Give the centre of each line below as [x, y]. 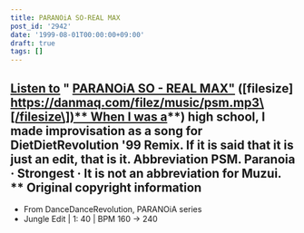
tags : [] [27, 52]
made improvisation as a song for [107, 131]
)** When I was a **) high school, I [167, 116]
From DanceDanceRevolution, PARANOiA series [113, 209]
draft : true [33, 43]
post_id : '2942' [41, 26]
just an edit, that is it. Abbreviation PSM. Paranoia [153, 159]
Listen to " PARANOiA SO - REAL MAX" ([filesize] [152, 88]
